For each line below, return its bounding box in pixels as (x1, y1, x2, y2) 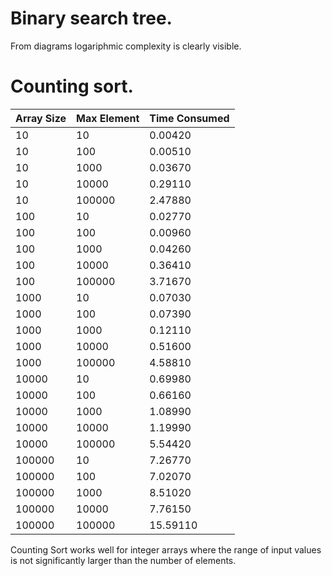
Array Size (15, 111, 67, 125)
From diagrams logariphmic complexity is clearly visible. (10, 40, 242, 52)
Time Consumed (149, 111, 230, 125)
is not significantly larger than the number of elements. (10, 554, 237, 566)
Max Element (76, 111, 140, 125)
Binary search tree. (10, 7, 173, 30)
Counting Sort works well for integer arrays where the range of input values (10, 543, 322, 556)
